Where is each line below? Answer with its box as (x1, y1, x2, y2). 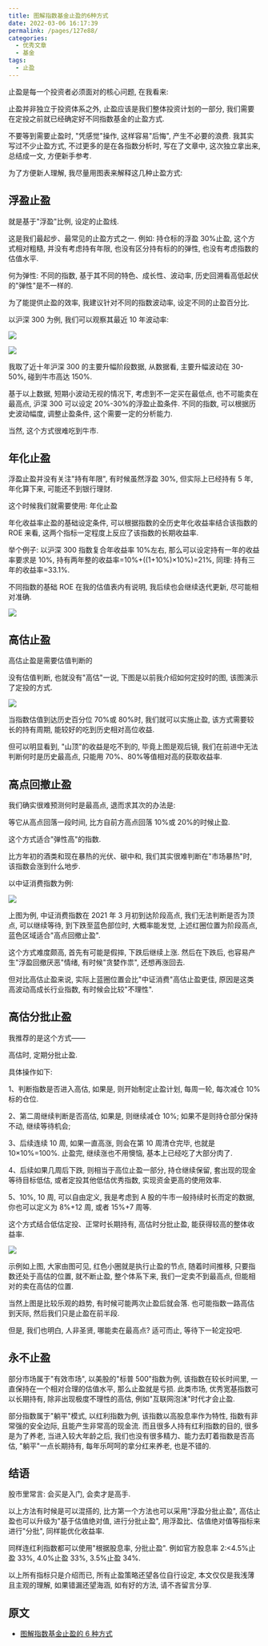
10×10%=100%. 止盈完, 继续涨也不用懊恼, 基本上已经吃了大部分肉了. (8, 1148, 234, 1157)
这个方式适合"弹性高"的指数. (8, 835, 102, 843)
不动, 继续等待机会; (8, 1121, 71, 1130)
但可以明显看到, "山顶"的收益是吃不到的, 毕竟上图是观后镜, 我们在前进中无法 (8, 742, 258, 751)
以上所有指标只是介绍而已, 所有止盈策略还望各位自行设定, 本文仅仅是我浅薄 (8, 1571, 254, 1580)
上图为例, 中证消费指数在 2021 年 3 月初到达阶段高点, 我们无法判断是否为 (8, 911, 248, 920)
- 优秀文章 (15, 42, 47, 50)
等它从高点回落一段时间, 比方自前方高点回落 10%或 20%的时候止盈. (8, 818, 230, 827)
